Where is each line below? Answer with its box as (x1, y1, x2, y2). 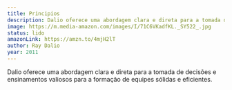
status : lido (7, 29, 45, 37)
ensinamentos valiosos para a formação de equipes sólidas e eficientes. (7, 75, 213, 83)
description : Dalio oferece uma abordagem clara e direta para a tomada (7, 17, 221, 24)
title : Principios (7, 10, 60, 17)
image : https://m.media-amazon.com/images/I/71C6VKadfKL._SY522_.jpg (7, 23, 212, 30)
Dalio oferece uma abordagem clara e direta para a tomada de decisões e (7, 67, 217, 76)
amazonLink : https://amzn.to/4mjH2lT (7, 36, 116, 43)
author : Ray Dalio (7, 42, 60, 49)
